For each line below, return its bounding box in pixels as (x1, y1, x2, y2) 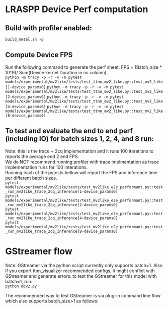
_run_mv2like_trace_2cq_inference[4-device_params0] (5, 216, 118, 221)
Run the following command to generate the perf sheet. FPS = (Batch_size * (5, 64, 162, 70)
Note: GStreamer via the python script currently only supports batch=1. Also (5, 262, 163, 268)
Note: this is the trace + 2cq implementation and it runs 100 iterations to (5, 148, 154, 154)
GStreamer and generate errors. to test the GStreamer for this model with (5, 273, 157, 279)
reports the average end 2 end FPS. (5, 153, 79, 160)
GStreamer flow (5, 245, 73, 257)
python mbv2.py (5, 284, 37, 289)
